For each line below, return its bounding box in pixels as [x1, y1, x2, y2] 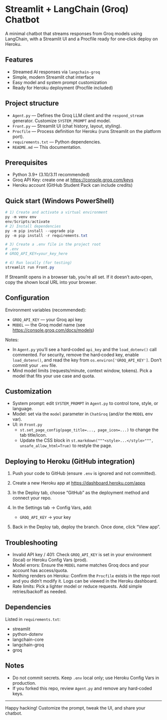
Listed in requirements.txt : [5, 616, 61, 622]
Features [5, 56, 33, 64]
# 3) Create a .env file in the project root [5, 242, 101, 247]
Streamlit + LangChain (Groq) [5, 3, 129, 15]
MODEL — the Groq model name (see [12, 322, 85, 328]
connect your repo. [12, 495, 52, 501]
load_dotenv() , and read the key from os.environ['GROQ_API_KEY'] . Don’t [12, 357, 162, 363]
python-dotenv [12, 631, 43, 637]
